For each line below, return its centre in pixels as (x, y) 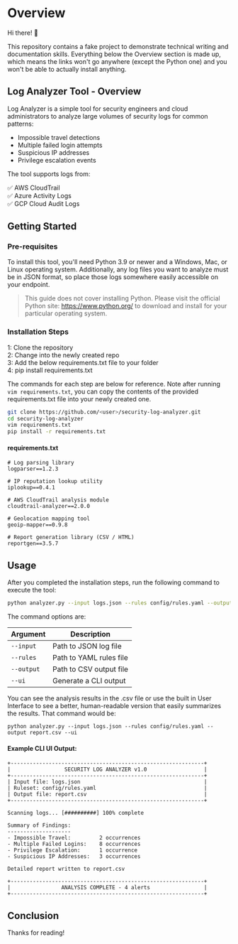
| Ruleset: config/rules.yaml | (107, 788)
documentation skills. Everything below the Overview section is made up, (114, 54)
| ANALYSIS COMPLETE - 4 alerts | (107, 888)
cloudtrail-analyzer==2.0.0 (49, 506)
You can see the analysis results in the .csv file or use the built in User (109, 698)
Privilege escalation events (57, 160)
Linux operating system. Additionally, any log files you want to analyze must (118, 270)
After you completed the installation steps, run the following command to (113, 582)
